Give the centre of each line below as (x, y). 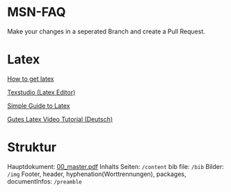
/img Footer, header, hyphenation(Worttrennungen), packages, (97, 174)
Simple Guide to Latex (39, 106)
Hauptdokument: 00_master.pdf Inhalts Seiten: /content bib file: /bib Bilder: (115, 166)
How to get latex (31, 79)
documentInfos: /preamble (45, 181)
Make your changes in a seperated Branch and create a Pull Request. (106, 31)
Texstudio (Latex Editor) (41, 92)
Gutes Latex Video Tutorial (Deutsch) (60, 119)
